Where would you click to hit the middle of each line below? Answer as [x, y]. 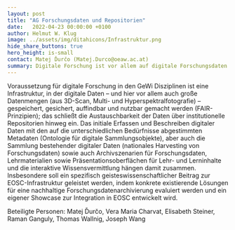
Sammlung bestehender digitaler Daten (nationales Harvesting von [103, 145]
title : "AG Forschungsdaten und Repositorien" [76, 20]
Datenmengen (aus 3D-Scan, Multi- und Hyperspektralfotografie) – [104, 101]
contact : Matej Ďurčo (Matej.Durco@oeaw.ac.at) [78, 60]
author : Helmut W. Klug [42, 33]
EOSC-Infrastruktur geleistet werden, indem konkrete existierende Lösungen [118, 182]
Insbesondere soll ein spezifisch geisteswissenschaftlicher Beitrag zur [109, 175]
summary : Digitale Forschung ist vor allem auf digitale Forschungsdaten [117, 66]
